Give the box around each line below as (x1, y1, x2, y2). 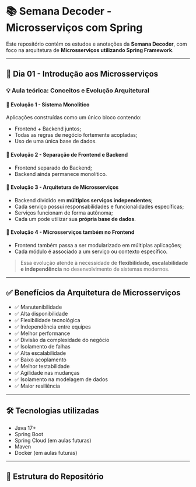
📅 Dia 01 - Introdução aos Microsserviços (6, 69, 159, 79)
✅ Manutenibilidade (14, 303, 62, 310)
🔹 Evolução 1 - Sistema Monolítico (6, 101, 90, 108)
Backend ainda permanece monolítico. (14, 170, 107, 177)
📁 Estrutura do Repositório (6, 472, 104, 482)
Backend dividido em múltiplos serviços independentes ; (14, 196, 153, 203)
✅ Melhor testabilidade (14, 362, 70, 369)
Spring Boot (14, 430, 44, 437)
